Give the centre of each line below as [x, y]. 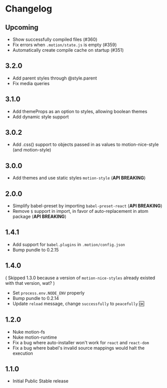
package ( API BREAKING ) [39, 216]
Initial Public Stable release [40, 381]
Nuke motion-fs [29, 332]
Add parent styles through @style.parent [55, 78]
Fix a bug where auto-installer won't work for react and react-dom [81, 342]
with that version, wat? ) [30, 283]
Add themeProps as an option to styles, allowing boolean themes [80, 111]
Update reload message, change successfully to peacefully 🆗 [78, 303]
